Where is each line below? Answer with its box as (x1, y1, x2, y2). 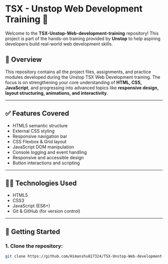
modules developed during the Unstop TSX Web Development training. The (5, 74, 160, 80)
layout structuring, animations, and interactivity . (5, 90, 108, 96)
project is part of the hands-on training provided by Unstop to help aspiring (5, 36, 161, 42)
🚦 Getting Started (5, 227, 60, 236)
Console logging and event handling (12, 149, 87, 155)
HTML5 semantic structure (12, 122, 68, 128)
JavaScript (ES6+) (12, 203, 50, 209)
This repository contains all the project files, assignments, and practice (5, 69, 151, 75)
